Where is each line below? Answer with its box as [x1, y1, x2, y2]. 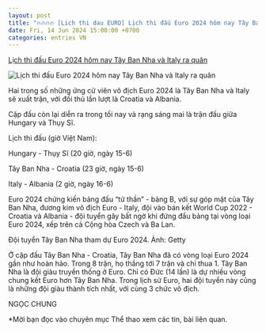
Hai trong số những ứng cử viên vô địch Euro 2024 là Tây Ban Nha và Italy [8, 86, 250, 96]
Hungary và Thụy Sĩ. [8, 118, 75, 127]
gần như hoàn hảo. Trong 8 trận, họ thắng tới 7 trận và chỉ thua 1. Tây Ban [8, 258, 248, 269]
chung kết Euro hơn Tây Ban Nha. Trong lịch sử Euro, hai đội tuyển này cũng [8, 276, 256, 285]
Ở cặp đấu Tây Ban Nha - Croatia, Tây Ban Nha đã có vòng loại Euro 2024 [8, 251, 249, 260]
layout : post [8, 11, 51, 20]
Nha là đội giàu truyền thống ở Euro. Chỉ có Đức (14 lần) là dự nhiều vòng [8, 267, 246, 277]
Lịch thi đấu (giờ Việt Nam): [8, 134, 97, 143]
